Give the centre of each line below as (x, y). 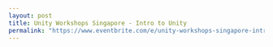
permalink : (27, 30)
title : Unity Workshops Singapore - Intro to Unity (97, 23)
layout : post (30, 16)
